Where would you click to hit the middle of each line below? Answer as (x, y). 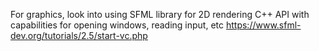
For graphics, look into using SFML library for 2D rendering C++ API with (160, 14)
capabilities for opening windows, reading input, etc (117, 25)
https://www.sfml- (263, 25)
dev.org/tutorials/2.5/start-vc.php (79, 35)
